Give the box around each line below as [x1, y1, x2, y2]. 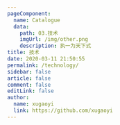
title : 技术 [7, 49, 40, 56]
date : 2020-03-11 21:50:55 [7, 56, 85, 62]
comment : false [7, 81, 51, 88]
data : [13, 23, 30, 30]
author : [7, 94, 30, 101]
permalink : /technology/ [7, 62, 79, 69]
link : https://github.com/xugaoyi [13, 107, 113, 114]
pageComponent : [7, 10, 51, 17]
